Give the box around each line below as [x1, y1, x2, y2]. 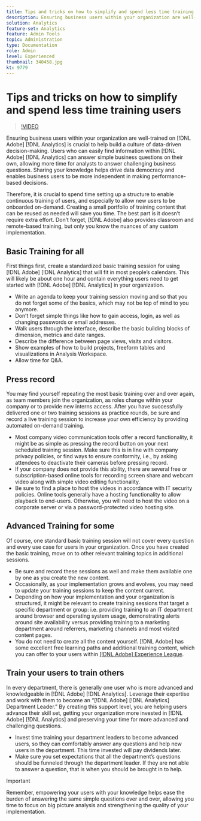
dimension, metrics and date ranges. [14, 331, 106, 339]
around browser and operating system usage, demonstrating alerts [14, 612, 180, 619]
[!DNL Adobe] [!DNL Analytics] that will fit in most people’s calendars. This [6, 269, 190, 276]
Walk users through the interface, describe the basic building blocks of [14, 325, 190, 332]
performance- [151, 173, 187, 180]
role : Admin [6, 48, 36, 54]
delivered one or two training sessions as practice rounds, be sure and [6, 409, 181, 416]
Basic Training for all [6, 246, 84, 257]
